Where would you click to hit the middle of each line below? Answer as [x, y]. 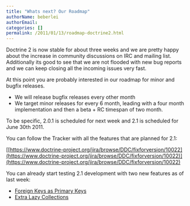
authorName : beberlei [32, 17]
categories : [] [25, 28]
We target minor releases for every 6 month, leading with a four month [99, 103]
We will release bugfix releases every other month [75, 97]
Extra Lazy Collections [42, 197]
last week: [18, 180]
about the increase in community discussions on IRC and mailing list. [89, 56]
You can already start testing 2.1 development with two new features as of [95, 173]
